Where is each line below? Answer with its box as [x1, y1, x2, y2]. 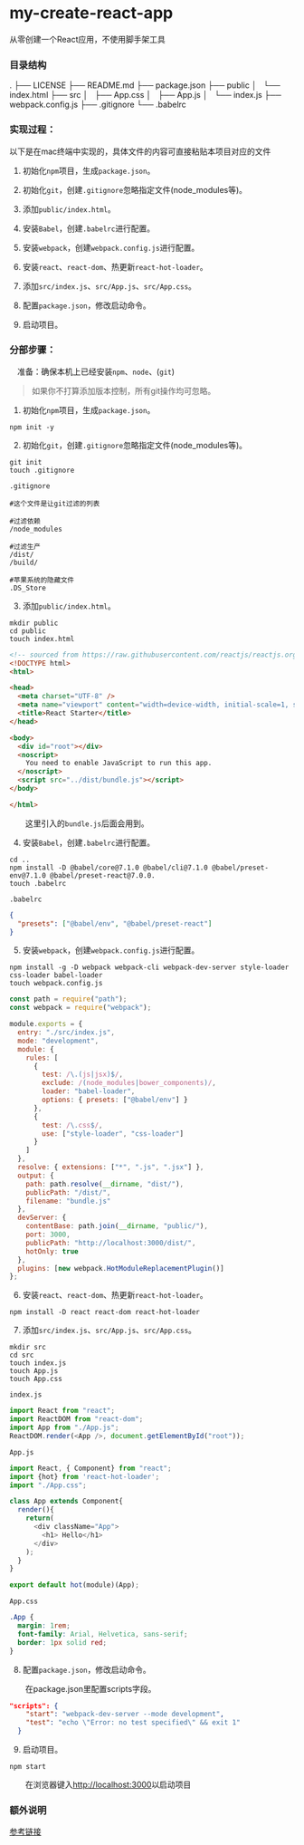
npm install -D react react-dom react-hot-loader [9, 1308, 201, 1317]
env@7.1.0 [9, 870, 47, 880]
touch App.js [9, 1367, 59, 1376]
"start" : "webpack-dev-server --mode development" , [25, 1710, 224, 1719]
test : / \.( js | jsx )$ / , [42, 1070, 124, 1080]
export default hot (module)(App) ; [9, 1581, 140, 1590]
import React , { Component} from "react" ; [9, 1464, 172, 1473]
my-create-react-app [9, 3, 174, 24]
